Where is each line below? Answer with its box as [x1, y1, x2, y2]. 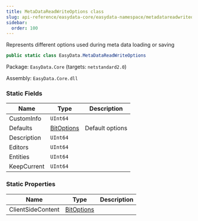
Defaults [9, 124, 32, 133]
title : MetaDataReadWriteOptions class [6, 8, 104, 15]
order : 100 [11, 25, 38, 31]
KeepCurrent [9, 163, 45, 171]
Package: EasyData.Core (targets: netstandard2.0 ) [6, 63, 127, 71]
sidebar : [6, 19, 28, 25]
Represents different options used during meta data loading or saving [6, 41, 175, 48]
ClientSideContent [9, 205, 60, 213]
